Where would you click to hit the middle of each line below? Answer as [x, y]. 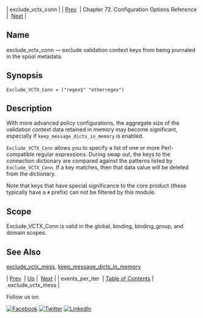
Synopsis [24, 76]
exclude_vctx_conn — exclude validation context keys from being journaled [101, 50]
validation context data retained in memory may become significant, [92, 130]
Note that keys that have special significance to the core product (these [97, 186]
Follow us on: [23, 297]
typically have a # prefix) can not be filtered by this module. [81, 192]
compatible [20, 154]
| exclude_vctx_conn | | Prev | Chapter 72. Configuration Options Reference [102, 9]
